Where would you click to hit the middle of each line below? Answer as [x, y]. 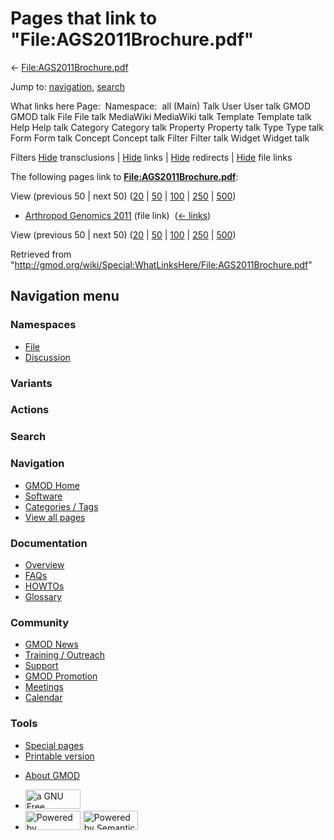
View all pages [55, 517]
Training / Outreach [65, 655]
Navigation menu [65, 296]
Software [43, 496]
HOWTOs [44, 586]
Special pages [54, 745]
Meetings [44, 687]
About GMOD [52, 775]
